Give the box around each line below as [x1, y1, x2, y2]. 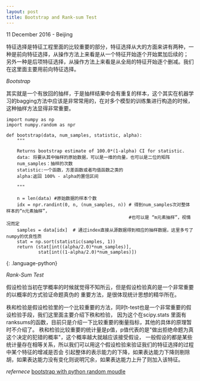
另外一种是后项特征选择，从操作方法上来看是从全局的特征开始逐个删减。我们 [6, 58, 194, 65]
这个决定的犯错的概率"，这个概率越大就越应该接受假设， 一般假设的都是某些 [6, 333, 193, 340]
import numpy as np [6, 116, 55, 122]
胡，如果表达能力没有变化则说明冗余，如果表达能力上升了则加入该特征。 [6, 356, 183, 363]
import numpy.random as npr [6, 122, 76, 128]
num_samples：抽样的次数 [17, 161, 73, 167]
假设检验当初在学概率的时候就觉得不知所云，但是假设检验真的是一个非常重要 [6, 283, 194, 290]
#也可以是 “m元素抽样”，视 [129, 214, 187, 220]
